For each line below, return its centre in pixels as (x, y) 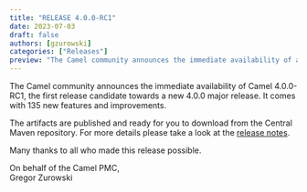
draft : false (34, 35)
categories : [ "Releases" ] (58, 52)
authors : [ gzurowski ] (51, 43)
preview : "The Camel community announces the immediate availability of (151, 60)
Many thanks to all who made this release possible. (106, 150)
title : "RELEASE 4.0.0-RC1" (63, 18)
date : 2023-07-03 (42, 26)
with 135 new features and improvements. (88, 105)
